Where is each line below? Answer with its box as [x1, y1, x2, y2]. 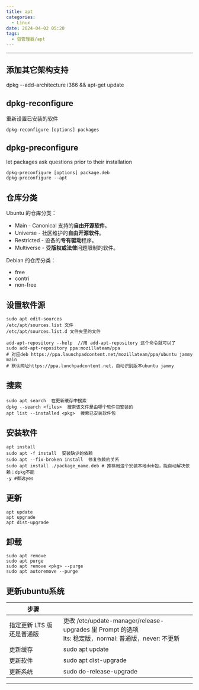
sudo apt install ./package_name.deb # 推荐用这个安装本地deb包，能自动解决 [6, 463, 185, 468]
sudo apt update [63, 645, 109, 653]
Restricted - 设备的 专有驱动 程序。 [14, 237, 98, 244]
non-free [14, 281, 37, 288]
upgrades [63, 625, 90, 634]
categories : [6, 14, 36, 20]
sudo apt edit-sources [6, 316, 62, 322]
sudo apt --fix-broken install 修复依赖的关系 [6, 457, 120, 463]
